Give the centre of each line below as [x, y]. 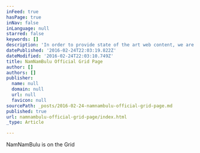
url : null [24, 95]
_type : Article [25, 123]
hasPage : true [24, 17]
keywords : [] [22, 39]
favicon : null [29, 100]
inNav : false [22, 23]
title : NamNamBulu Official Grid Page [54, 61]
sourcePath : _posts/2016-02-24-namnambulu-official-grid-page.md [89, 106]
